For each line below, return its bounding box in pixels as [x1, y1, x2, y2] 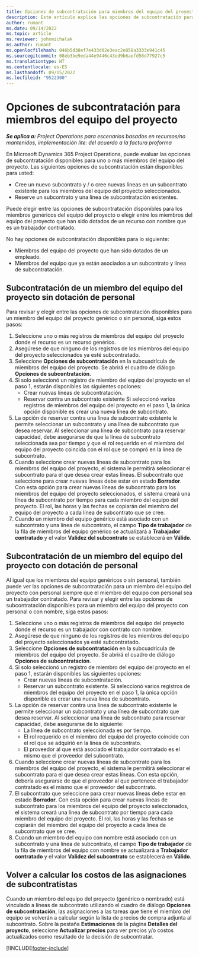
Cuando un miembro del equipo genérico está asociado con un [14, 515, 169, 522]
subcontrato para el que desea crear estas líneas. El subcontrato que [14, 471, 184, 478]
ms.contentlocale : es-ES [6, 64, 68, 70]
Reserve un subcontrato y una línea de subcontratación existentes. [14, 194, 178, 201]
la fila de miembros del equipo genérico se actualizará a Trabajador [14, 528, 181, 535]
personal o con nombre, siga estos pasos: [6, 608, 108, 615]
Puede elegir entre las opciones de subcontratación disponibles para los [6, 205, 183, 213]
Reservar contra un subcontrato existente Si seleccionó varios [23, 395, 176, 403]
